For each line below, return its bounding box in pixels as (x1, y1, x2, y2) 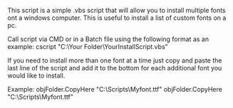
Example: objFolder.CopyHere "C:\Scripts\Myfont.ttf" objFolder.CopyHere (7, 85, 222, 93)
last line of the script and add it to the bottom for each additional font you (7, 64, 222, 72)
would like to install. (7, 71, 66, 80)
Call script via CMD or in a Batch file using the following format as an (7, 35, 209, 43)
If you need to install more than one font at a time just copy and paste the (7, 56, 222, 65)
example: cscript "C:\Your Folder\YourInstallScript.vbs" (7, 43, 169, 50)
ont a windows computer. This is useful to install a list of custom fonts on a (7, 13, 227, 22)
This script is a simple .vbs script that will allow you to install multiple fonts (7, 6, 226, 14)
